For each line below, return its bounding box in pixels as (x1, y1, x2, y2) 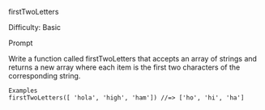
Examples (8, 87, 38, 95)
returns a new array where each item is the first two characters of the (8, 62, 241, 72)
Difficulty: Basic (8, 23, 62, 32)
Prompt (8, 38, 33, 48)
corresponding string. (8, 71, 81, 80)
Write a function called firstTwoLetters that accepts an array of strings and (8, 54, 258, 63)
